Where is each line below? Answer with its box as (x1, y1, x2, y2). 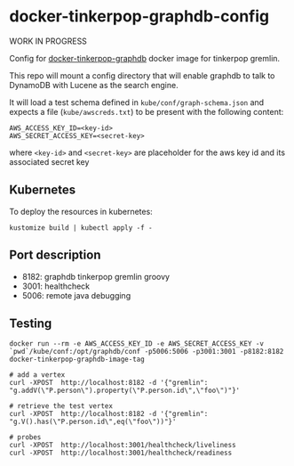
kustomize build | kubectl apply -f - (9, 223, 153, 233)
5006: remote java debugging (21, 290, 131, 300)
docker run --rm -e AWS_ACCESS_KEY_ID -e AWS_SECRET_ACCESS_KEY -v (9, 339, 265, 348)
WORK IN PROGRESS (9, 36, 87, 46)
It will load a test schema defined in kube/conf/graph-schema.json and (9, 96, 265, 108)
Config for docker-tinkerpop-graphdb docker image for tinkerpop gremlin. (9, 53, 281, 63)
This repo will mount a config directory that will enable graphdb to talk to (9, 69, 275, 81)
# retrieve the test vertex (9, 402, 114, 411)
